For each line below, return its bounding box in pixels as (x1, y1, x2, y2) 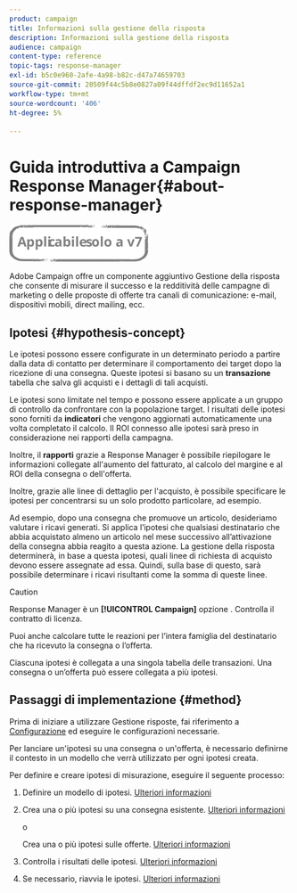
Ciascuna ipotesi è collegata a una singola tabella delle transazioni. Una (9, 658, 272, 668)
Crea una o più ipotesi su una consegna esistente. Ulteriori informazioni (21, 804, 285, 815)
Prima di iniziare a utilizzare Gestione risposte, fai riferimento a (9, 716, 240, 726)
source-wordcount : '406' (9, 99, 102, 108)
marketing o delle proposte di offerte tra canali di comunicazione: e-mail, (9, 290, 277, 300)
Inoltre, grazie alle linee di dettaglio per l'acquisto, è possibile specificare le (9, 486, 286, 496)
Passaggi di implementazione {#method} (9, 692, 243, 708)
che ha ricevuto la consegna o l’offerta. (9, 640, 153, 651)
